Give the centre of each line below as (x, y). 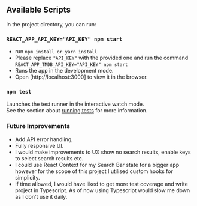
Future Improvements (38, 126)
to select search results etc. (49, 158)
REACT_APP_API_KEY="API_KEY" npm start (64, 39)
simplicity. (27, 177)
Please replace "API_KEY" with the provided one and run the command (101, 58)
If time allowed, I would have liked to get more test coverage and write (101, 184)
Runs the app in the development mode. (64, 71)
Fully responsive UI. (39, 145)
